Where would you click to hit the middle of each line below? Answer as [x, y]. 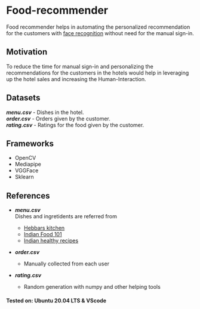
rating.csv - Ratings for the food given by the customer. [75, 125]
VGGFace [27, 171]
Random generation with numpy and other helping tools [92, 287]
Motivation [27, 52]
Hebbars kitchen [44, 228]
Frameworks [30, 143]
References [28, 195]
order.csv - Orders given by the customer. [58, 118]
